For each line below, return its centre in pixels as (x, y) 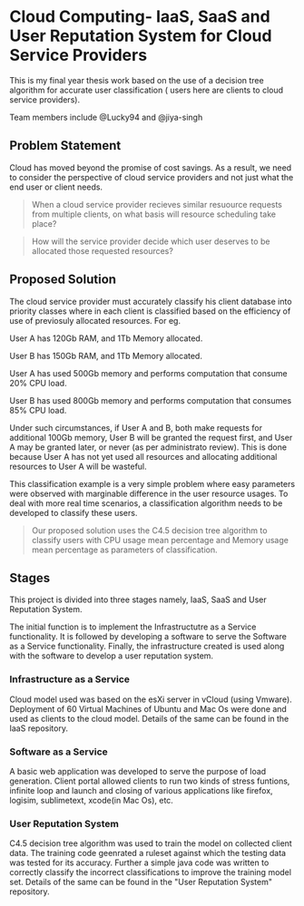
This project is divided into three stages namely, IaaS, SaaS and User (138, 599)
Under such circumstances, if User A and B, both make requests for (136, 427)
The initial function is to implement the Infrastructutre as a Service (133, 627)
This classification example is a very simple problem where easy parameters (152, 483)
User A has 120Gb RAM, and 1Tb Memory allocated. (106, 338)
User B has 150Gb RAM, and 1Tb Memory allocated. (106, 356)
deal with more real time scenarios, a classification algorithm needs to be (146, 503)
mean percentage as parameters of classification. (124, 550)
